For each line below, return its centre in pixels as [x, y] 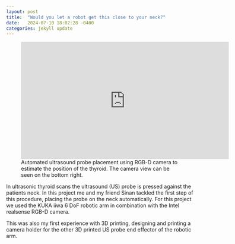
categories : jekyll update [39, 28]
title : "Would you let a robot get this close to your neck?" [86, 17]
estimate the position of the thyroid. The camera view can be [96, 169]
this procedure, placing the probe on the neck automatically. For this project [99, 199]
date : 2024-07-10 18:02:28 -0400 [50, 23]
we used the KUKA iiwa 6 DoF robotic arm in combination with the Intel [93, 205]
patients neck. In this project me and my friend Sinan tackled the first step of [100, 193]
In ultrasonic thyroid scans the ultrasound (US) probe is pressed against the [99, 187]
